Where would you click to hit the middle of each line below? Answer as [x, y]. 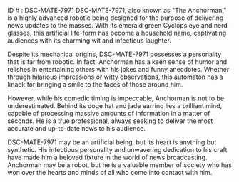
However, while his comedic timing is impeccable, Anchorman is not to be [116, 98]
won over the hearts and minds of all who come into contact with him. [110, 172]
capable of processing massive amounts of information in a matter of [109, 113]
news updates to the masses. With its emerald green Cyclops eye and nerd [118, 25]
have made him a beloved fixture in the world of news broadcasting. [107, 157]
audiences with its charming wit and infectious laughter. [89, 41]
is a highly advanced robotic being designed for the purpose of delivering [116, 18]
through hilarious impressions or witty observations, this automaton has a [115, 77]
